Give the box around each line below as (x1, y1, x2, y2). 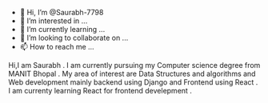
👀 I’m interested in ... (19, 16, 88, 26)
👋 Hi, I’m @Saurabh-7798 (19, 8, 104, 17)
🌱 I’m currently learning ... (19, 25, 106, 34)
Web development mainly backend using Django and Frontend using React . (8, 77, 258, 87)
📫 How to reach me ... (19, 42, 94, 51)
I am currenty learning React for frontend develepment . (8, 86, 192, 95)
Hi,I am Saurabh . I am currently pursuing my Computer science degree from (8, 61, 261, 69)
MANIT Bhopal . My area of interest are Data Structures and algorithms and (8, 69, 256, 78)
